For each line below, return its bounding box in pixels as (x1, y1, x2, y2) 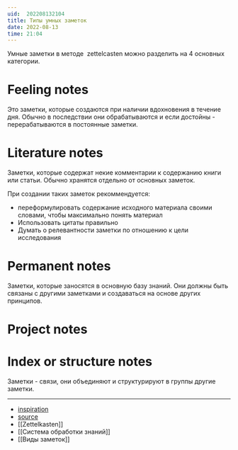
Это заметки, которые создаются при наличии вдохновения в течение (7, 105, 222, 114)
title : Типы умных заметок (7, 17, 87, 24)
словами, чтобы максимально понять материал (17, 211, 163, 219)
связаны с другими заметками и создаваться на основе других (7, 289, 201, 298)
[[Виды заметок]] (17, 435, 70, 444)
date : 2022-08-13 (7, 23, 59, 30)
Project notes (7, 321, 88, 337)
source (17, 412, 39, 421)
